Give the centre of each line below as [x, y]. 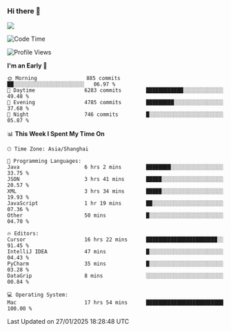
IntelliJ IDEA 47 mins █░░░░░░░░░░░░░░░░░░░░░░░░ [115, 252]
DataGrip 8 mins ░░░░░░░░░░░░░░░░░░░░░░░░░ [115, 276]
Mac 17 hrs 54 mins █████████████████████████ [115, 303]
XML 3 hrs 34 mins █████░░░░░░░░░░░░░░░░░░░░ [115, 192]
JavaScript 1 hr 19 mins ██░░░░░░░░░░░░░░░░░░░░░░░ [115, 204]
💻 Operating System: [38, 295]
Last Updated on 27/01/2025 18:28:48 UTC [68, 322]
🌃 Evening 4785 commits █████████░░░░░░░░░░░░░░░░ [115, 103]
